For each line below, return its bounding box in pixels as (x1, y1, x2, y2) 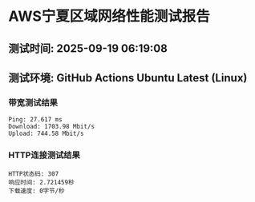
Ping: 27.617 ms (8, 116, 63, 124)
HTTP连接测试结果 (8, 149, 80, 160)
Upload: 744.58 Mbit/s (8, 129, 84, 138)
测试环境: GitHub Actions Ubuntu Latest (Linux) (8, 71, 248, 85)
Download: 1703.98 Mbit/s (8, 123, 95, 131)
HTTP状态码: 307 (8, 169, 59, 178)
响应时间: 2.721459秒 (8, 178, 75, 186)
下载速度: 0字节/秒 (8, 187, 65, 195)
